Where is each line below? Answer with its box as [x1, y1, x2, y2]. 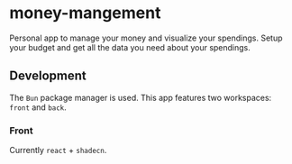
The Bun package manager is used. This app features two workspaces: [9, 92, 272, 103]
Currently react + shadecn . [9, 145, 107, 156]
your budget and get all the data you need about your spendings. [9, 41, 251, 52]
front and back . [9, 102, 68, 113]
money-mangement [9, 3, 161, 23]
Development [9, 68, 87, 84]
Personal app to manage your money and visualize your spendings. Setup [9, 32, 283, 43]
